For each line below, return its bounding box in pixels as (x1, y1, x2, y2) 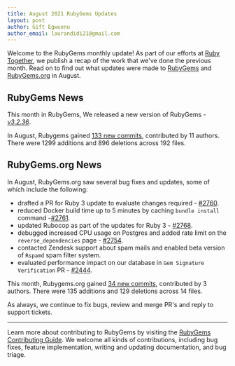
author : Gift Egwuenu (7, 23, 71, 30)
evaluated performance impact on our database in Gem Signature (17, 258, 205, 266)
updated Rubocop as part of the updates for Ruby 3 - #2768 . (17, 221, 193, 229)
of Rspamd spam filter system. (17, 250, 101, 259)
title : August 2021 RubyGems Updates (7, 10, 117, 18)
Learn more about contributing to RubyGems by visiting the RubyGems (7, 327, 211, 337)
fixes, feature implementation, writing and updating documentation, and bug (7, 343, 227, 351)
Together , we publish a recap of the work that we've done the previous (7, 57, 211, 65)
